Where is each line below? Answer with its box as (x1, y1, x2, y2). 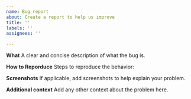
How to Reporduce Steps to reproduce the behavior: (6, 63, 135, 71)
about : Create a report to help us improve (6, 14, 115, 20)
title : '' (6, 19, 31, 25)
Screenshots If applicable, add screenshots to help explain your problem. (6, 75, 186, 82)
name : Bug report (6, 8, 49, 15)
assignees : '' (6, 31, 41, 37)
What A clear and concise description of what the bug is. (6, 52, 145, 59)
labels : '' (6, 25, 33, 31)
